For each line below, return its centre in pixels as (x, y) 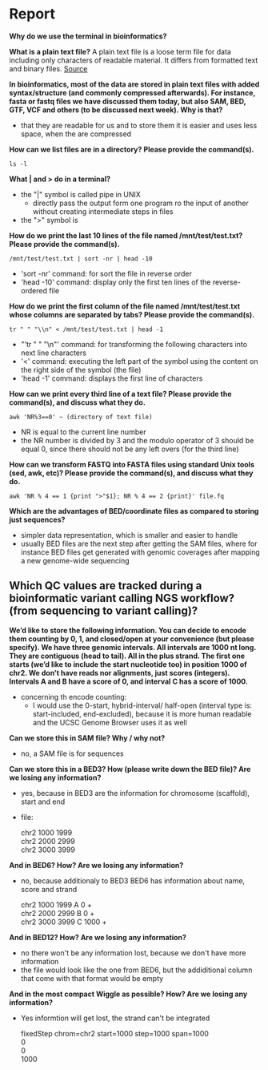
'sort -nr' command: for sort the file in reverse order (106, 273)
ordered (34, 290)
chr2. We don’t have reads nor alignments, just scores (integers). (120, 672)
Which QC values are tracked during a (106, 586)
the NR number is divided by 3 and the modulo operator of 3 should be (137, 440)
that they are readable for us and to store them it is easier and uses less (139, 125)
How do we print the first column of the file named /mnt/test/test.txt (125, 306)
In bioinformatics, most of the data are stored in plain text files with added (134, 84)
